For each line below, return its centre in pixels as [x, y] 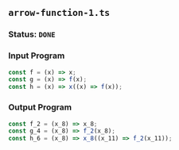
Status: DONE [32, 34]
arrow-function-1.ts [59, 13]
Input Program [37, 56]
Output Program [40, 107]
